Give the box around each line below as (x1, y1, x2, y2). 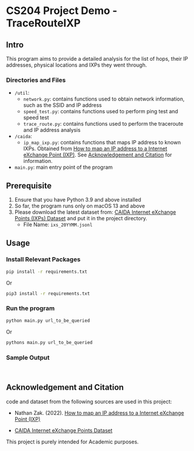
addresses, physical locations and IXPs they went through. (6, 61, 147, 68)
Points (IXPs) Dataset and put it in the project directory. (14, 215, 148, 222)
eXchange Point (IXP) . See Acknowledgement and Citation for (23, 151, 172, 158)
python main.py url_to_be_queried (6, 317, 91, 324)
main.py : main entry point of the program (14, 164, 113, 171)
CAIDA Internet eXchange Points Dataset (14, 426, 113, 433)
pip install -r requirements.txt (6, 269, 88, 275)
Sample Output (6, 353, 50, 362)
